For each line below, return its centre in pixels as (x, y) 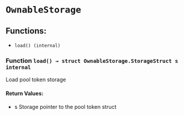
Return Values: (25, 93)
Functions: (26, 31)
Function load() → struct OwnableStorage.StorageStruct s (92, 60)
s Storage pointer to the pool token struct (65, 106)
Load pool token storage (36, 80)
